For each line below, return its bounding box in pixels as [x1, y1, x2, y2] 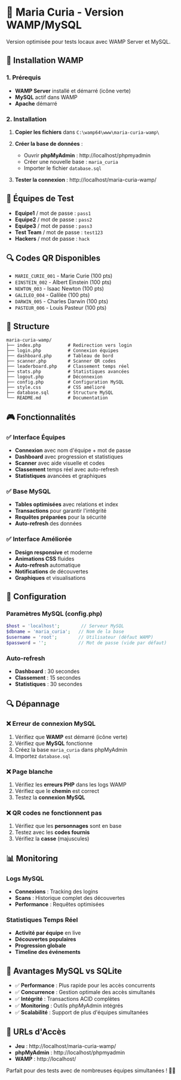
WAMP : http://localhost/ [14, 1055, 76, 1063]
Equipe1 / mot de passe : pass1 [14, 210, 91, 217]
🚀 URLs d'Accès [6, 1027, 66, 1037]
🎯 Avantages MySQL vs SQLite [6, 966, 122, 976]
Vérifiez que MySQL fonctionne [14, 740, 93, 747]
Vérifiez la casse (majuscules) [14, 835, 90, 842]
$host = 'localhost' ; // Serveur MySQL [6, 623, 124, 629]
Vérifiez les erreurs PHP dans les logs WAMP [14, 781, 127, 788]
